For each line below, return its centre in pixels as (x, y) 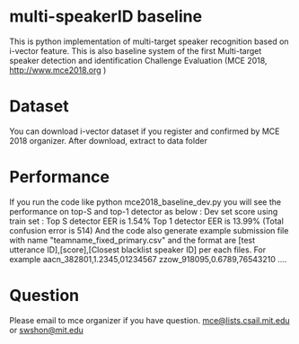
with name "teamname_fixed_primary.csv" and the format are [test (132, 240)
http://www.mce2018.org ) (58, 70)
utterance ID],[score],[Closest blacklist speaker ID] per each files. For (138, 250)
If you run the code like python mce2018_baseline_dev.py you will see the (145, 202)
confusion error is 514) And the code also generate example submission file (149, 230)
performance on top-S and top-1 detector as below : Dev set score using (144, 211)
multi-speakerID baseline (106, 17)
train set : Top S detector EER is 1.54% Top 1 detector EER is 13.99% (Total (147, 221)
